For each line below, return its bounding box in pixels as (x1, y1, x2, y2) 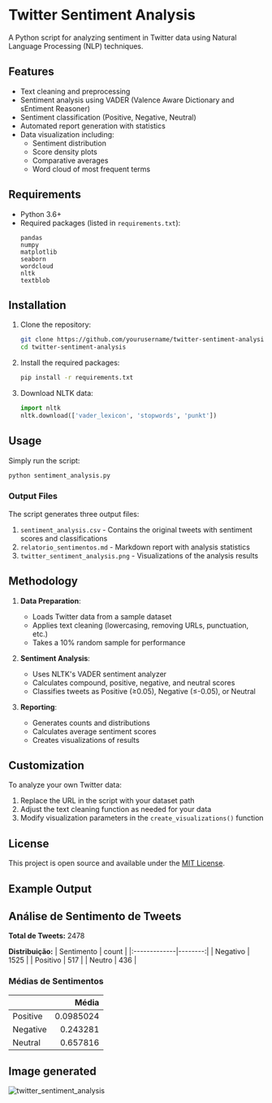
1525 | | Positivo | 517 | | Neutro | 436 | (8, 955, 137, 965)
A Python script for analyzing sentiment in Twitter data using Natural (8, 33, 237, 42)
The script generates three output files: (8, 509, 140, 519)
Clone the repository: (19, 319, 92, 330)
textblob (19, 276, 50, 284)
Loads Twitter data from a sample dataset (32, 611, 172, 621)
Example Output (8, 882, 92, 896)
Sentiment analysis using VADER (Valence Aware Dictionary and (19, 95, 235, 105)
